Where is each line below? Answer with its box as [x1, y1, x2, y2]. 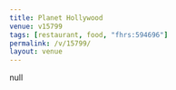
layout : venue [9, 47, 64, 56]
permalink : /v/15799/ [9, 38, 92, 48]
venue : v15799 [9, 22, 64, 31]
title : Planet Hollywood [9, 13, 103, 23]
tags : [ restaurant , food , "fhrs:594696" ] [9, 30, 169, 39]
